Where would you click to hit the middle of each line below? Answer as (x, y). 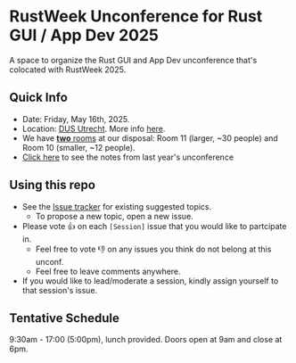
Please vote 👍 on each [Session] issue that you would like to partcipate (154, 226)
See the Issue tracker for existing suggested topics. (117, 206)
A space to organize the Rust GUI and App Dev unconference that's (133, 60)
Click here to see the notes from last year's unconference (128, 157)
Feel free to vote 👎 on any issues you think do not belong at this (153, 249)
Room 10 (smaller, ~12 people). (78, 147)
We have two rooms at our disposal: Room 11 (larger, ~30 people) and (150, 138)
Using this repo (53, 185)
